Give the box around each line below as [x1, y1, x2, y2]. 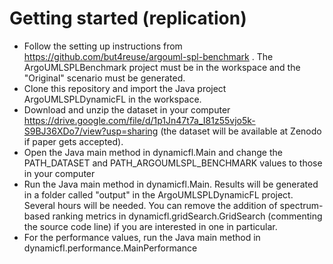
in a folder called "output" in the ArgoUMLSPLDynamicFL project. [23, 188, 294, 201]
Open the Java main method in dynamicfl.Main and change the [23, 146, 283, 158]
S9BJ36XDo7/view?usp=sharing [23, 125, 159, 137]
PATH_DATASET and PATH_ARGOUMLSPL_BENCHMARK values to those [23, 157, 323, 169]
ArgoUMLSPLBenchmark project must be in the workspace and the [23, 61, 301, 73]
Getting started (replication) [9, 7, 247, 30]
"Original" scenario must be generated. [23, 72, 186, 84]
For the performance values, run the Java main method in [23, 231, 261, 243]
